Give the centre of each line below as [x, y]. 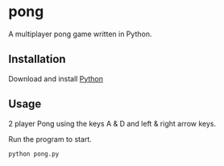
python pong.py [34, 154]
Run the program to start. [50, 139]
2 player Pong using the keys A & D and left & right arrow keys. [112, 123]
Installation [37, 59]
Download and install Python [56, 78]
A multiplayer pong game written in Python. [80, 34]
